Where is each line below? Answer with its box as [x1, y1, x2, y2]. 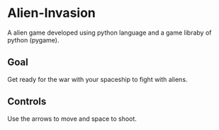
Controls [7, 95, 47, 107]
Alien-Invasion [7, 5, 96, 21]
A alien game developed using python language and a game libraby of [7, 28, 212, 37]
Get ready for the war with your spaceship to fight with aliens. [7, 75, 188, 83]
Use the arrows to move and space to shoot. [7, 114, 137, 123]
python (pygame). [7, 35, 60, 44]
